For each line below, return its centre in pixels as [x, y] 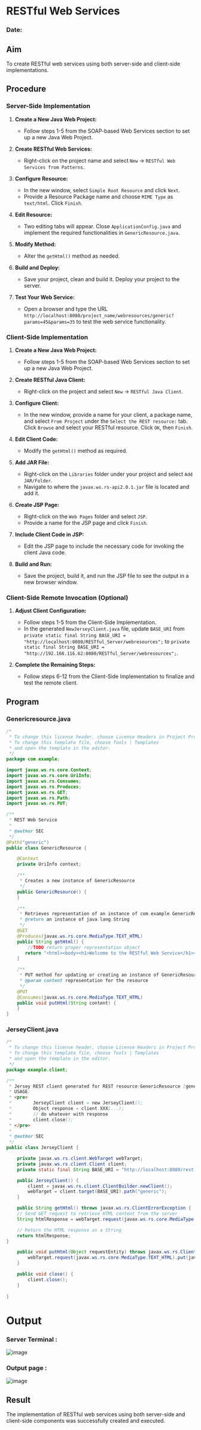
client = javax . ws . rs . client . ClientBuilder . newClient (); [100, 1186]
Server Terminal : [32, 1339]
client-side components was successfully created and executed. [86, 1421]
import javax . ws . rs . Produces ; [44, 787]
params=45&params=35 [49, 322]
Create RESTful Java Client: [50, 380]
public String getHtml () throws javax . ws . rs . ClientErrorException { [104, 1208]
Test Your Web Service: [45, 297]
